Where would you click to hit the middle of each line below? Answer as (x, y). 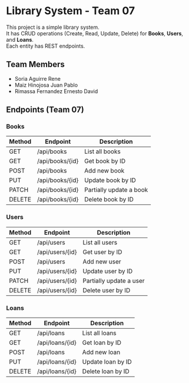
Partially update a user (114, 280)
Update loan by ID (107, 362)
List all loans (99, 333)
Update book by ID (110, 180)
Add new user (102, 262)
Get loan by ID (102, 343)
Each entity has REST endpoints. (46, 46)
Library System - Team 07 (71, 11)
